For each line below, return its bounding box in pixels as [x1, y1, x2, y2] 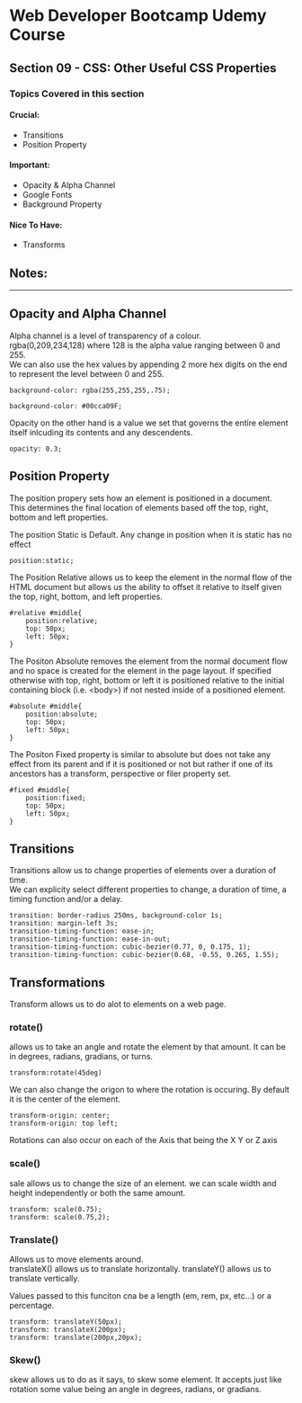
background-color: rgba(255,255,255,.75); [9, 386, 171, 395]
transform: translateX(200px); [9, 1326, 127, 1335]
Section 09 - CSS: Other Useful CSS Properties [9, 60, 277, 76]
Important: [9, 159, 50, 171]
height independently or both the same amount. [9, 1187, 186, 1198]
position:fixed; [25, 793, 87, 802]
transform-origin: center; [9, 1112, 111, 1121]
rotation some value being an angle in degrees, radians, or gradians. [9, 1384, 262, 1395]
